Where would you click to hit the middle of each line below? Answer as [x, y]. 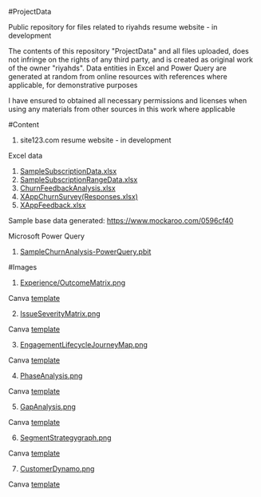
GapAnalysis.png [47, 407]
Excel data [26, 156]
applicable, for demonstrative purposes [73, 85]
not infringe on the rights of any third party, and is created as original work [131, 60]
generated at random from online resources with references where [118, 76]
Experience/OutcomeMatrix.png [73, 283]
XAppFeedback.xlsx [53, 205]
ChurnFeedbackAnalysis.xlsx [67, 188]
